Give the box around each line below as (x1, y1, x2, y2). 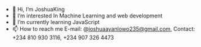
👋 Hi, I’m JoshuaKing (12, 6, 66, 13)
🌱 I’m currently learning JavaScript (12, 19, 100, 25)
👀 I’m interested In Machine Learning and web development (12, 12, 163, 19)
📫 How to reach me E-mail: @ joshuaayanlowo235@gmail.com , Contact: (12, 25, 195, 33)
